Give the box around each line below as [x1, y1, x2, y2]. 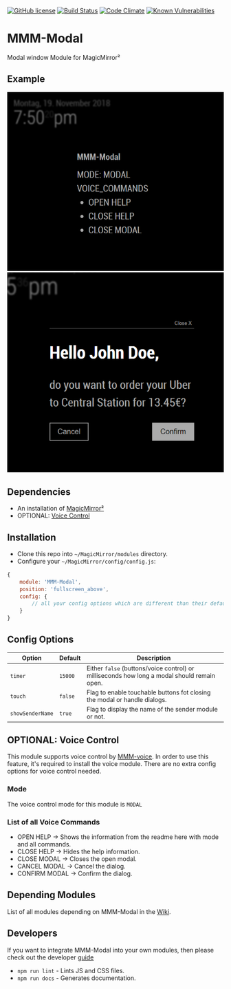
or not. [86, 712, 105, 721]
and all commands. [16, 840, 71, 849]
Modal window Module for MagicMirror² [7, 53, 120, 61]
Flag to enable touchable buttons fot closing [86, 688, 211, 696]
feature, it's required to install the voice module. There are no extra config [7, 760, 217, 768]
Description [136, 654, 171, 662]
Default [59, 654, 81, 662]
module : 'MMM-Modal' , [19, 578, 81, 585]
